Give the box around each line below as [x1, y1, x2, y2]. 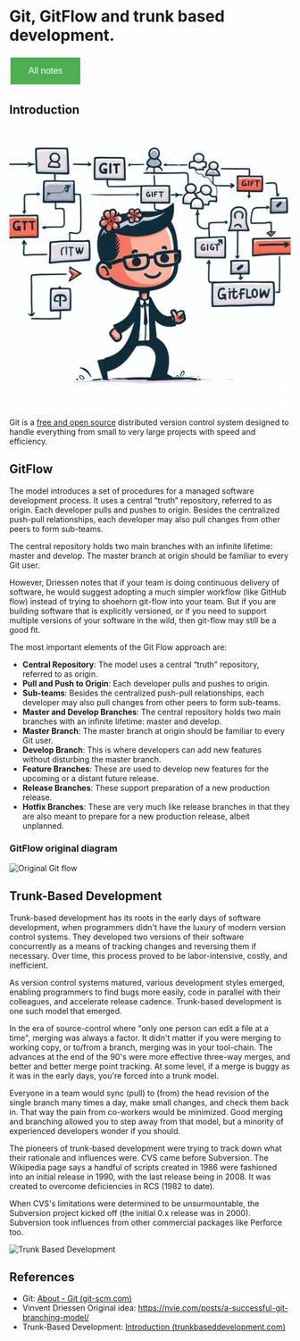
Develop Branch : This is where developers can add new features [21, 744, 262, 755]
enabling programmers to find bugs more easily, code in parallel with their [9, 987, 281, 997]
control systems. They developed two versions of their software [9, 931, 245, 942]
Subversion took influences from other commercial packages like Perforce [9, 1217, 283, 1228]
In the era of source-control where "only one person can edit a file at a [9, 1022, 270, 1033]
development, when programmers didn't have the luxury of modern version [9, 921, 287, 932]
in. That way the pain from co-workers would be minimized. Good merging [9, 1106, 283, 1117]
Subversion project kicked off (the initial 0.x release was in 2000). [9, 1207, 252, 1218]
